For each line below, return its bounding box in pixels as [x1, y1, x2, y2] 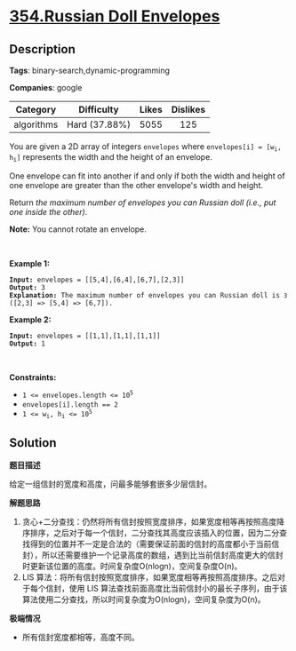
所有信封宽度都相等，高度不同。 [21, 631, 140, 642]
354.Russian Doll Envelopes [9, 6, 220, 27]
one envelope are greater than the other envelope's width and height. [9, 179, 264, 190]
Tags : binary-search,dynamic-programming [9, 65, 171, 75]
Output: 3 [9, 282, 46, 292]
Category [15, 104, 57, 115]
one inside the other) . [9, 206, 88, 217]
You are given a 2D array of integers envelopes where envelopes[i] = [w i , [9, 141, 282, 153]
